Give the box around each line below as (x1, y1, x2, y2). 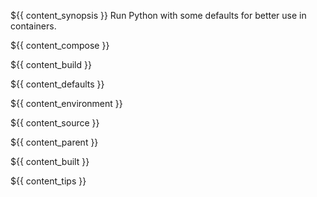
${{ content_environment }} (10, 98, 123, 109)
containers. (10, 20, 57, 32)
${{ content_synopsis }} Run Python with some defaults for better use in (10, 10, 307, 21)
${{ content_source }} (10, 117, 100, 129)
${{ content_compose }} (10, 40, 110, 51)
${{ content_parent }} (10, 136, 99, 148)
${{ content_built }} (10, 156, 90, 167)
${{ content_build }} (10, 59, 92, 70)
